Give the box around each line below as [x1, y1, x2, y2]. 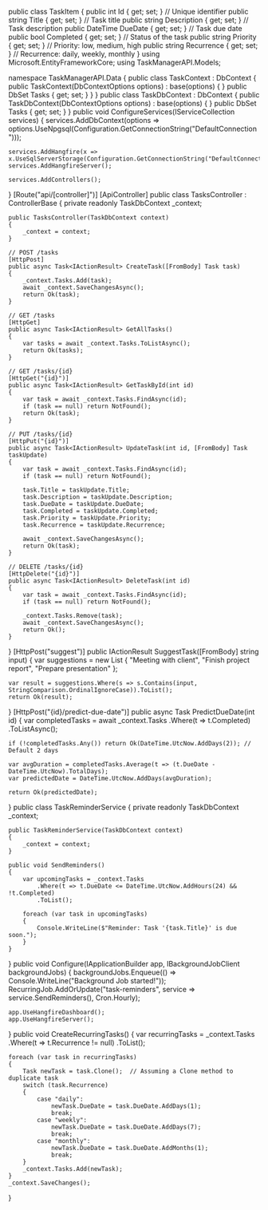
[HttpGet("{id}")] [8, 374, 69, 382]
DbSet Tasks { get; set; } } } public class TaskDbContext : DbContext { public [8, 90, 260, 99]
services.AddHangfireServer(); [8, 162, 112, 170]
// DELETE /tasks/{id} [8, 563, 84, 571]
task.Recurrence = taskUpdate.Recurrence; [22, 521, 166, 529]
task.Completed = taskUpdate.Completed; [22, 507, 159, 515]
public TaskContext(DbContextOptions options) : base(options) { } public [8, 81, 247, 91]
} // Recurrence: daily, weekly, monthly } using [8, 49, 160, 58]
